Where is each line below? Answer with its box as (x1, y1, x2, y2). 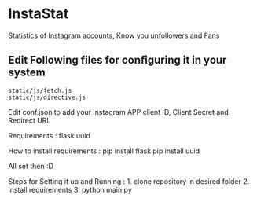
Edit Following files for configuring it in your (8, 53, 227, 67)
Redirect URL (8, 116, 51, 125)
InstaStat (8, 5, 69, 23)
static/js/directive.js (8, 94, 86, 101)
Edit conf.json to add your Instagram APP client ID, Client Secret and (8, 107, 229, 116)
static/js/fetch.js (8, 86, 72, 94)
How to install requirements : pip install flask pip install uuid (8, 146, 200, 156)
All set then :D (8, 161, 53, 171)
